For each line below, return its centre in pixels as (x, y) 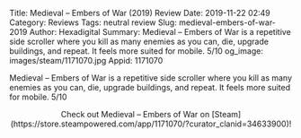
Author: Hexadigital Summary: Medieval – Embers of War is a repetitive (160, 32)
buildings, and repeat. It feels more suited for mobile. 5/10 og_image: (136, 51)
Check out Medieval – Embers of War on (135, 114)
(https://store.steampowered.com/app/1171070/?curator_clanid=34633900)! (151, 124)
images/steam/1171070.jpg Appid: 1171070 (86, 60)
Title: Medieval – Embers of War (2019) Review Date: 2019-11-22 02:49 (140, 13)
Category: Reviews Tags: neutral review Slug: (93, 22)
